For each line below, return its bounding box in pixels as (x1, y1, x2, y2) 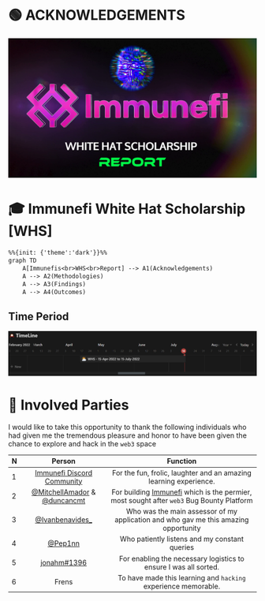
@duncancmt (42, 495, 86, 505)
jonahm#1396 (40, 558, 88, 568)
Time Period (8, 309, 69, 323)
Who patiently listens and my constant (119, 534, 244, 544)
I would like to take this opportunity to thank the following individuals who (8, 422, 247, 431)
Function (166, 457, 197, 466)
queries (169, 543, 195, 552)
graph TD (8, 257, 37, 265)
